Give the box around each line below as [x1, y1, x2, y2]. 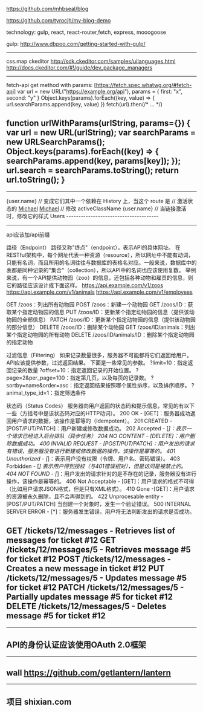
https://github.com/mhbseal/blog [6, 5, 89, 12]
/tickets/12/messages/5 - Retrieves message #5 [6, 545, 192, 555]
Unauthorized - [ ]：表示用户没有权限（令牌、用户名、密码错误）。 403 [6, 455, 180, 462]
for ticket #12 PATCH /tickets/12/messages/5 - [6, 583, 184, 593]
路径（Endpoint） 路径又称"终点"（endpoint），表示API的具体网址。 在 [6, 244, 181, 251]
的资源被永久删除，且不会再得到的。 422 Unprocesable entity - [6, 493, 164, 500]
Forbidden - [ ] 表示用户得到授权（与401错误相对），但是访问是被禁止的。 [6, 462, 187, 470]
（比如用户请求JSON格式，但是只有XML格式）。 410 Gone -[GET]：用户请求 [6, 485, 195, 492]
